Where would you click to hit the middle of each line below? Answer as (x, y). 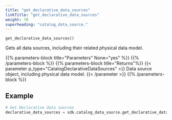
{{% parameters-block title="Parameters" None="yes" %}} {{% (72, 58)
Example (19, 96)
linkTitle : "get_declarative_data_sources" (52, 15)
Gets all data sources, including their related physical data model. (74, 48)
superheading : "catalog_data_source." (47, 24)
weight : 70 (17, 19)
